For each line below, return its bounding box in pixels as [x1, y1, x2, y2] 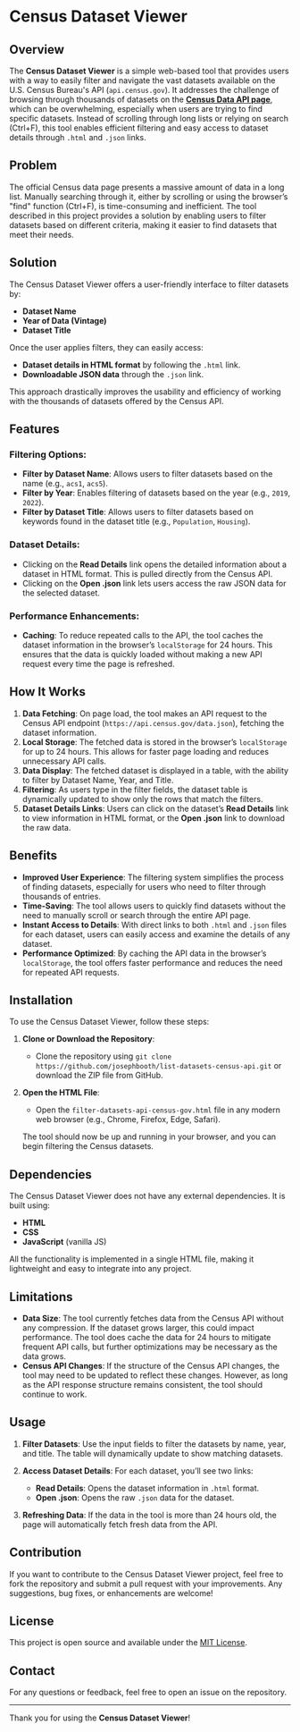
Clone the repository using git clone [35, 1051, 172, 1061]
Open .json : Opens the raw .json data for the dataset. [35, 1491, 235, 1503]
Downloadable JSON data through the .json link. [21, 368, 204, 379]
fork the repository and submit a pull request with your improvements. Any [9, 1578, 283, 1589]
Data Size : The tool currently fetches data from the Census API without [21, 1313, 284, 1323]
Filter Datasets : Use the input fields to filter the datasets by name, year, [21, 1438, 287, 1449]
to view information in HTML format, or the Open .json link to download [21, 812, 286, 824]
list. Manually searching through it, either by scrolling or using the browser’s [9, 190, 288, 202]
